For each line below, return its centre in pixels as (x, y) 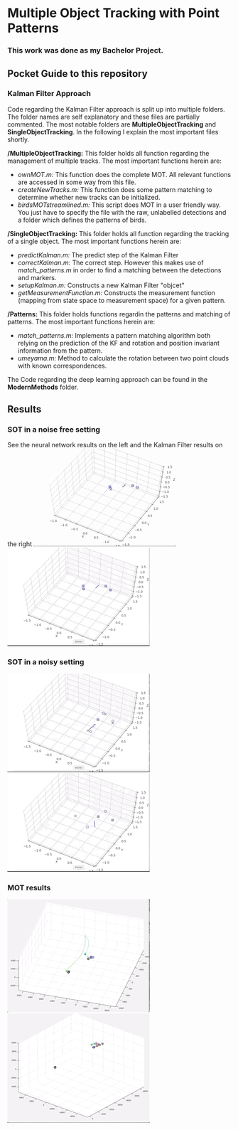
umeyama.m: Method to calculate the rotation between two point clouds (123, 358)
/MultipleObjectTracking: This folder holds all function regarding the (108, 153)
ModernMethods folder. (43, 387)
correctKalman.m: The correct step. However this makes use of (110, 262)
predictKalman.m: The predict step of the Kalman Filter (98, 255)
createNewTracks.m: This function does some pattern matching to (115, 189)
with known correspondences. (62, 366)
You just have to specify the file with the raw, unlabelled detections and (122, 212)
